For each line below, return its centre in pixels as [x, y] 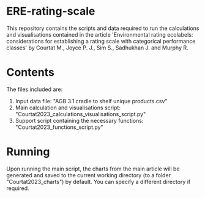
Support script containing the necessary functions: [79, 120]
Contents [31, 72]
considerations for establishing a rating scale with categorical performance [101, 41]
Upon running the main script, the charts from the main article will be [93, 169]
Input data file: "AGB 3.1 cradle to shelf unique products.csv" [91, 101]
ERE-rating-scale [51, 11]
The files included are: [35, 89]
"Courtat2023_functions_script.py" [59, 127]
